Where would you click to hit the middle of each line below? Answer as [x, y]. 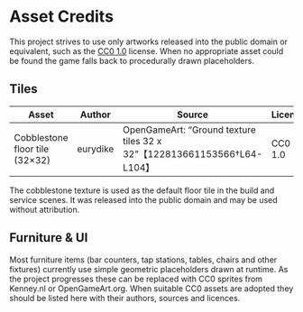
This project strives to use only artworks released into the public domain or [149, 41]
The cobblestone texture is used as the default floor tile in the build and [142, 190]
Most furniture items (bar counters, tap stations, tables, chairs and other [143, 260]
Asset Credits [62, 17]
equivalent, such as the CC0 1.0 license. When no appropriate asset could [147, 50]
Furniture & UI [49, 238]
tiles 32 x [142, 141]
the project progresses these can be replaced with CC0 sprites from [136, 279]
